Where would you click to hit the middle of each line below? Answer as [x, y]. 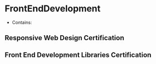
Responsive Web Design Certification [64, 38]
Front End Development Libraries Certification [78, 55]
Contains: [22, 22]
